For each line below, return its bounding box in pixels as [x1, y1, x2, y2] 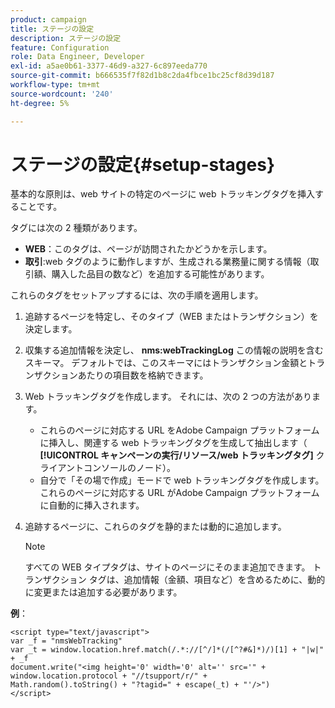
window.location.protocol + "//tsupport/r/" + [10, 671, 208, 681]
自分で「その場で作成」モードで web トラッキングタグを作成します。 [39, 474, 325, 486]
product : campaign [10, 14, 87, 25]
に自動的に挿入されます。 [39, 499, 145, 511]
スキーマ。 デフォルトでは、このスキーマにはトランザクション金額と [24, 357, 308, 369]
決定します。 [24, 323, 78, 335]
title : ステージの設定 [10, 24, 95, 34]
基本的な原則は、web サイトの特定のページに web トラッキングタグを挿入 [10, 188, 315, 200]
